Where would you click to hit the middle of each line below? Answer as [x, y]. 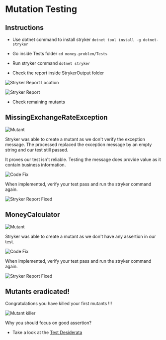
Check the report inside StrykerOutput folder [58, 73]
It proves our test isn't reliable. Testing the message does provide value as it [83, 159]
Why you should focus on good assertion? [48, 323]
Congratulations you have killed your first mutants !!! [59, 304]
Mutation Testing [41, 9]
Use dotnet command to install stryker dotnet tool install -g [77, 39]
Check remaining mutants [39, 102]
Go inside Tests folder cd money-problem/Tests [60, 54]
